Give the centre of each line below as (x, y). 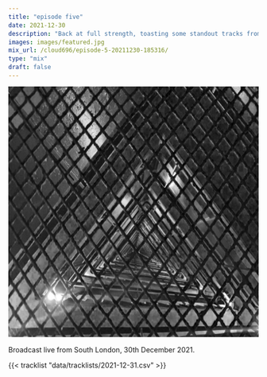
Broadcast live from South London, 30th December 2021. (102, 349)
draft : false (30, 68)
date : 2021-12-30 (37, 25)
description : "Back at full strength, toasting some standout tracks (126, 33)
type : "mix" (28, 59)
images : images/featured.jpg (56, 42)
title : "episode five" (46, 17)
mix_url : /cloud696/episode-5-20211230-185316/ (89, 51)
